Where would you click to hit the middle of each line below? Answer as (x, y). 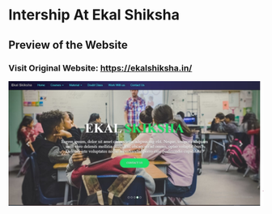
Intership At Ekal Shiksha (94, 15)
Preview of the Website (68, 45)
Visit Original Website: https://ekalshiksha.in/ (100, 68)
